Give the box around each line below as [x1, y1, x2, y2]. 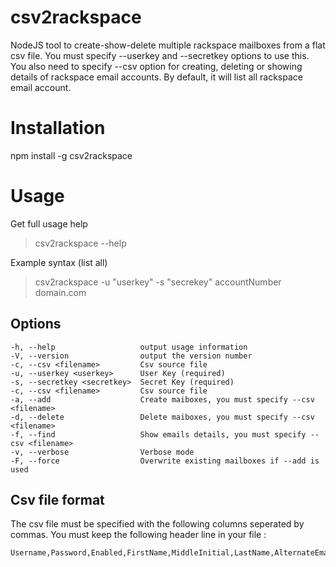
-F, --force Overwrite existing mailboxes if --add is [10, 456, 320, 466]
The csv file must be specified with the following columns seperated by [10, 518, 305, 530]
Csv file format [10, 492, 105, 509]
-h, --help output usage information [10, 342, 248, 352]
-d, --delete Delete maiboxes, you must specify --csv [10, 412, 315, 422]
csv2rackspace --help [34, 237, 127, 249]
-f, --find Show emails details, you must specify [10, 429, 307, 440]
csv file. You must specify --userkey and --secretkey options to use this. [10, 49, 310, 61]
